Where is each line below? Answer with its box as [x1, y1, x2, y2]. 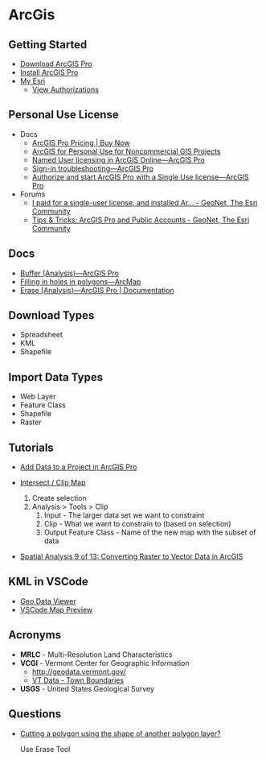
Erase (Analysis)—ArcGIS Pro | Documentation [19, 285, 174, 295]
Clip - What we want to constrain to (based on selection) [43, 519, 231, 529]
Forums [19, 189, 46, 199]
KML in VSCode [8, 575, 88, 589]
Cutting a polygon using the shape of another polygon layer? [19, 729, 221, 738]
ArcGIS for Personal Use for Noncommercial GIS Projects [31, 147, 221, 156]
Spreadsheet [19, 330, 63, 340]
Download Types [8, 308, 95, 323]
